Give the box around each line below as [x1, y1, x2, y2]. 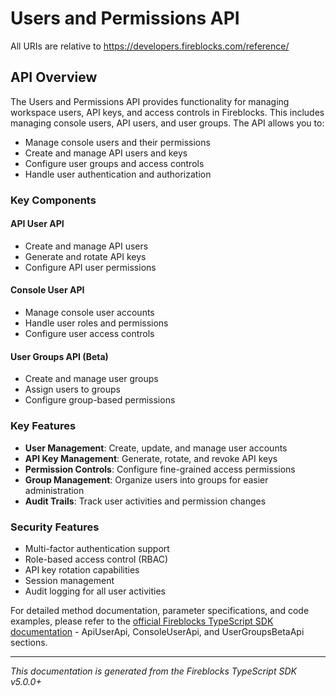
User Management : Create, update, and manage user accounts [24, 442, 288, 454]
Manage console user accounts [24, 307, 155, 319]
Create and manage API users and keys [24, 147, 188, 159]
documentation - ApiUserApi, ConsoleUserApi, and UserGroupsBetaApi [10, 625, 305, 637]
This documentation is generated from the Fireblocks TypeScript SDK [10, 665, 297, 677]
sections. [10, 636, 48, 648]
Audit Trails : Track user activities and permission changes [24, 495, 267, 507]
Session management [24, 574, 115, 586]
